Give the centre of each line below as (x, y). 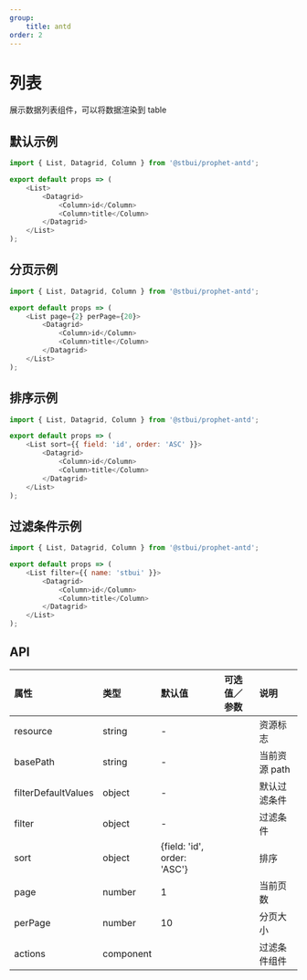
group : (22, 18)
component (127, 954)
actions (30, 954)
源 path (275, 769)
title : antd (48, 26)
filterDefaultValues (54, 793)
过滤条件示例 (46, 526)
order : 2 (26, 35)
